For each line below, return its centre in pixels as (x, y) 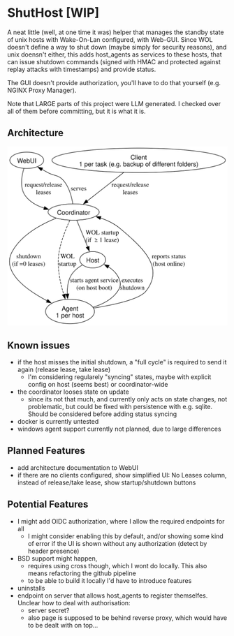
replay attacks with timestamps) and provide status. (82, 69)
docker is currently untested (58, 421)
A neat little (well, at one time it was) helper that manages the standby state (116, 32)
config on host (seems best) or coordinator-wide (98, 384)
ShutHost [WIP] (53, 13)
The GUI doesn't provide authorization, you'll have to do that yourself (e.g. (114, 82)
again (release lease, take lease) (64, 369)
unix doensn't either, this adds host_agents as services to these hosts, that (115, 54)
